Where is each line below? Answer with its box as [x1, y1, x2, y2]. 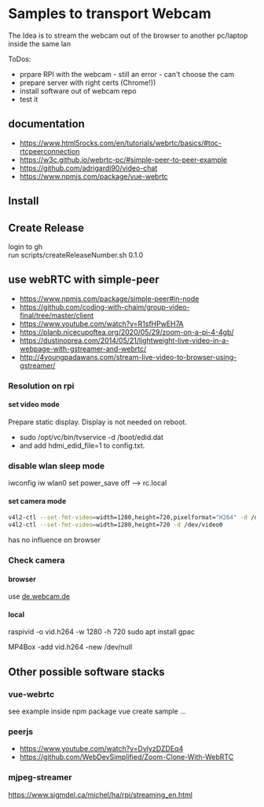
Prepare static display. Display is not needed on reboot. [8, 417, 187, 427]
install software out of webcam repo [19, 86, 137, 95]
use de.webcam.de [8, 592, 71, 601]
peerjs [8, 726, 34, 737]
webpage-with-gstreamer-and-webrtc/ [19, 343, 147, 354]
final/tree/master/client [19, 310, 94, 320]
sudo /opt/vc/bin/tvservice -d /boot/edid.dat [19, 432, 163, 442]
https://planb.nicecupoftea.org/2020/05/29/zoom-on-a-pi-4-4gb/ [19, 327, 234, 336]
